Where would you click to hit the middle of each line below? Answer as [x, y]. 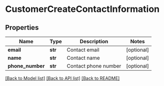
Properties [22, 28]
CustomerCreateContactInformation [82, 9]
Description [94, 42]
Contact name [83, 58]
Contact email [83, 50]
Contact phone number [94, 66]
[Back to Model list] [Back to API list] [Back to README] [62, 78]
